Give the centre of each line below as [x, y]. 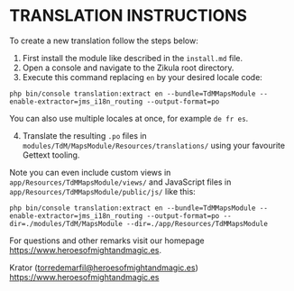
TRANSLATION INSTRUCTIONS [129, 16]
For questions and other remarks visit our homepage [107, 241]
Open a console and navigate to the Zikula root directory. [128, 68]
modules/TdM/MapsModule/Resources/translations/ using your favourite [154, 145]
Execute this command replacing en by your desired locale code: [142, 77]
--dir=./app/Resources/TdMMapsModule [197, 223]
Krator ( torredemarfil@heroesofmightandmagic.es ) [104, 268]
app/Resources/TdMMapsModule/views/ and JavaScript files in [120, 182]
